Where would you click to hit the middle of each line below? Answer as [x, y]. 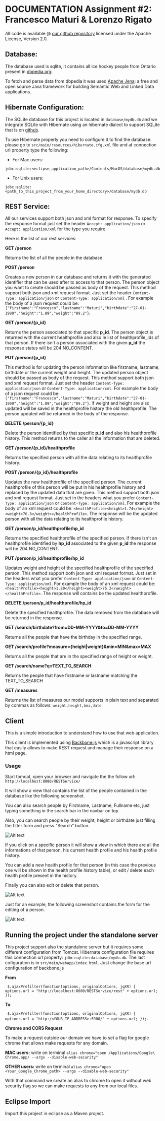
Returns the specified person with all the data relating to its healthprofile [79, 458]
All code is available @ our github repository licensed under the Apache [78, 33]
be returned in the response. [34, 618]
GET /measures [21, 690]
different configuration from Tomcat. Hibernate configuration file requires [80, 952]
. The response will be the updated [122, 514]
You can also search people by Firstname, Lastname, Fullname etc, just [77, 805]
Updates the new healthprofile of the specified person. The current [73, 482]
